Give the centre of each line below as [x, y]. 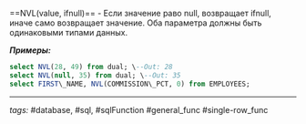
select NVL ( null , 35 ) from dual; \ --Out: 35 [95, 75]
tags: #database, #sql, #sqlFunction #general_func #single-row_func [139, 109]
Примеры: [31, 50]
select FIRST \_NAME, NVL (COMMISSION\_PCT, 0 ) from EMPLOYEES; [130, 84]
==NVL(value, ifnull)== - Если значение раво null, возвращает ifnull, [140, 13]
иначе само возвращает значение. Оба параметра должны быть [136, 23]
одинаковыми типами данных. [69, 32]
